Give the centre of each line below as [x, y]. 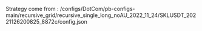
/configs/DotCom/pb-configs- [97, 9]
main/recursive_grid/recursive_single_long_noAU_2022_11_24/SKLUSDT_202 [101, 15]
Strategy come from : [32, 9]
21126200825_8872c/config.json [46, 22]
